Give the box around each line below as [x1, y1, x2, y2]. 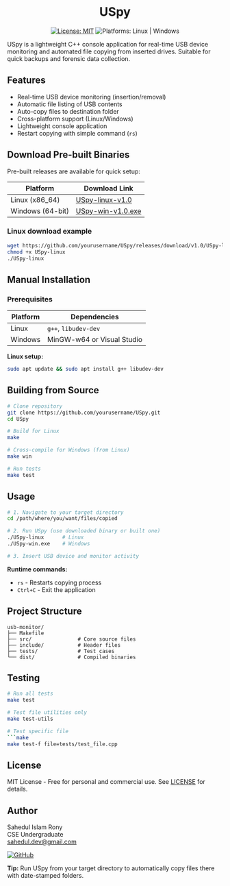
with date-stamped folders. [7, 872, 84, 880]
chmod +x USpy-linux [7, 248, 66, 256]
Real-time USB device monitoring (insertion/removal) [16, 93, 166, 101]
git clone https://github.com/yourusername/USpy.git [7, 409, 161, 416]
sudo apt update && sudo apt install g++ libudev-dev [7, 366, 164, 373]
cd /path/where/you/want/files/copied [7, 515, 118, 522]
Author [7, 804, 38, 816]
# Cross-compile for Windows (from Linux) [7, 447, 130, 454]
